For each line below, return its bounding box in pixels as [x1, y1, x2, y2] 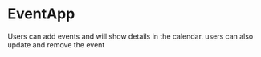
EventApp [7, 5, 75, 23]
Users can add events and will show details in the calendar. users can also [7, 31, 254, 41]
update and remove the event [7, 39, 105, 49]
